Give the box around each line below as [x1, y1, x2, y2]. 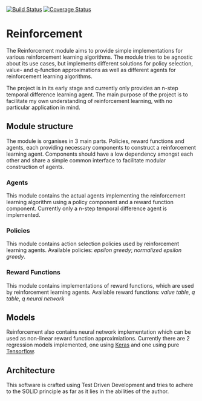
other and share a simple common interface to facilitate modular [6, 156, 166, 164]
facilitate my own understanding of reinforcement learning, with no [6, 97, 172, 104]
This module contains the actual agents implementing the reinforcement [6, 192, 186, 199]
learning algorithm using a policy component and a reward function [6, 199, 174, 206]
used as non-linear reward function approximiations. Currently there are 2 [6, 335, 191, 342]
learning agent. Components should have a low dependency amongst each [6, 150, 194, 157]
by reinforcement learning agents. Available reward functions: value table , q [6, 288, 195, 296]
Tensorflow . [6, 348, 36, 355]
